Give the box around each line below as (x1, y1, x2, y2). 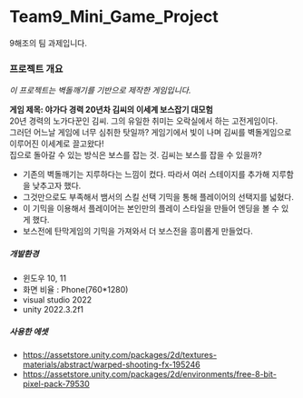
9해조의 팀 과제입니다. (9, 37, 88, 48)
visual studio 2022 (22, 294, 93, 305)
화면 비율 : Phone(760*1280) (22, 284, 129, 295)
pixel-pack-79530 (22, 379, 91, 390)
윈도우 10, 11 (22, 273, 66, 284)
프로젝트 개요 (9, 62, 64, 75)
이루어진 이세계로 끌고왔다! (9, 138, 104, 149)
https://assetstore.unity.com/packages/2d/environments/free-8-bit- (22, 369, 277, 380)
